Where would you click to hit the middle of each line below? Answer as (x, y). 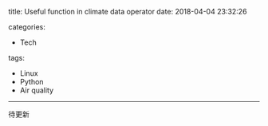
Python (32, 82)
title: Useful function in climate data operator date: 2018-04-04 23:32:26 (128, 12)
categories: (27, 27)
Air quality (37, 90)
